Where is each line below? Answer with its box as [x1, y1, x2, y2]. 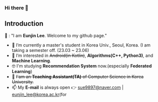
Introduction [4, 20, 44, 28]
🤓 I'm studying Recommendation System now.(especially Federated [11, 63, 152, 69]
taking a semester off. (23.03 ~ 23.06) [11, 47, 89, 53]
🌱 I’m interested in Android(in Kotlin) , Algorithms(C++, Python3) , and [11, 52, 154, 58]
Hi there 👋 [4, 4, 29, 11]
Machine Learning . [11, 57, 51, 63]
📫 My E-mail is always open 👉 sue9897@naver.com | [11, 84, 124, 90]
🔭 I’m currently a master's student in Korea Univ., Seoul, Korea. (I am [11, 42, 151, 48]
